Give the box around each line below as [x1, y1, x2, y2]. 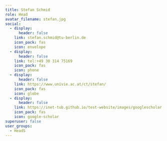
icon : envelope [14, 44, 46, 49]
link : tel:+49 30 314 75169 [14, 58, 72, 63]
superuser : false [5, 118, 41, 124]
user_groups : [5, 123, 32, 128]
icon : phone [14, 68, 39, 73]
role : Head [5, 12, 28, 17]
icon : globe [14, 91, 39, 96]
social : [5, 21, 21, 26]
